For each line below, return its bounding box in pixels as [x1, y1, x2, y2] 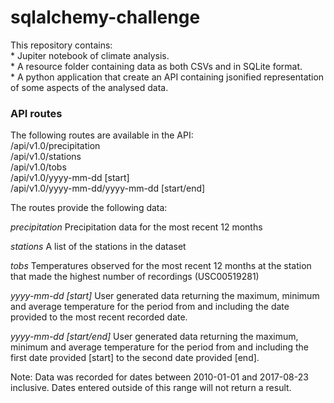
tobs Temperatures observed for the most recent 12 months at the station [10, 260, 312, 272]
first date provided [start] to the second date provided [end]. [10, 352, 260, 364]
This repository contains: [10, 39, 113, 51]
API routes [10, 106, 63, 120]
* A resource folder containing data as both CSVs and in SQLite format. [10, 60, 303, 72]
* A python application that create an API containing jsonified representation [10, 71, 325, 83]
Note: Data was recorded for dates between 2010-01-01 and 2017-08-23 [10, 371, 309, 383]
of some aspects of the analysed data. [10, 81, 169, 93]
